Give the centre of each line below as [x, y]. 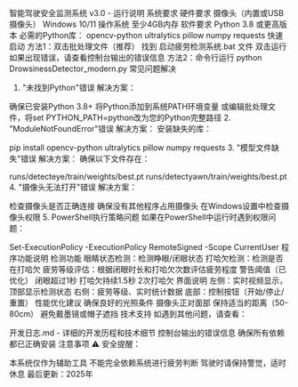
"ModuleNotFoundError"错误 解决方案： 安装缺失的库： [110, 129]
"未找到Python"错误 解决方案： [79, 88]
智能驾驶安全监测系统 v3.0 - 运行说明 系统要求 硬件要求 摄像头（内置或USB [147, 13]
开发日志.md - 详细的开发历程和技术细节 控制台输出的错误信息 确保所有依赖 [147, 333]
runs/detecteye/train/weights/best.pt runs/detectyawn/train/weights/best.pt [148, 177]
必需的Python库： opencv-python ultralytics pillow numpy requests [142, 35]
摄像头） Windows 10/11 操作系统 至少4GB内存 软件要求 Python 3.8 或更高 [145, 24]
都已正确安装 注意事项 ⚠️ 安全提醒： [75, 344]
